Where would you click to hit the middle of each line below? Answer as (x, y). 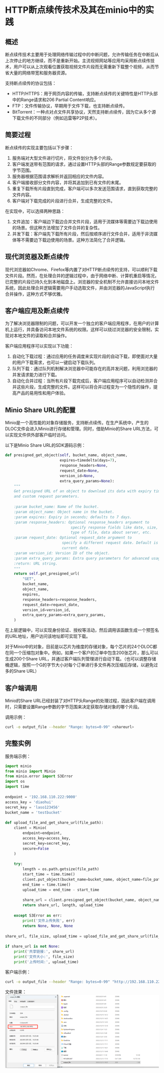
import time (17, 787)
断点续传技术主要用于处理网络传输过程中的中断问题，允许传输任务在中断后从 (82, 55)
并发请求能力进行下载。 (36, 375)
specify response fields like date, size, (114, 527)
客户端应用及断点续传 (37, 311)
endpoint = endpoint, (42, 833)
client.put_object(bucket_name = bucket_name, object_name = (83, 879)
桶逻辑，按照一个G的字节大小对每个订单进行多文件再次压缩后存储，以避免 (79, 665)
